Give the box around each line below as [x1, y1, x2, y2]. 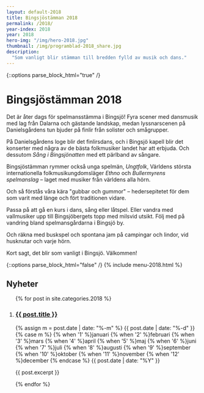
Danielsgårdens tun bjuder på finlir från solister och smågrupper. [6, 126, 169, 133]
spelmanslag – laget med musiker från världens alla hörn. [6, 176, 151, 183]
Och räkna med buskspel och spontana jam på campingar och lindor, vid [6, 231, 189, 238]
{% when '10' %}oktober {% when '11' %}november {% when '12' [15, 350, 180, 357]
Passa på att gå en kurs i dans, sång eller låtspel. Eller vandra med [6, 206, 173, 213]
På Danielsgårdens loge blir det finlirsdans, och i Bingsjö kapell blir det [6, 138, 184, 145]
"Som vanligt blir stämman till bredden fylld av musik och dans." [12, 54, 188, 61]
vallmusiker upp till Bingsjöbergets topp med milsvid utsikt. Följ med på [6, 212, 185, 220]
